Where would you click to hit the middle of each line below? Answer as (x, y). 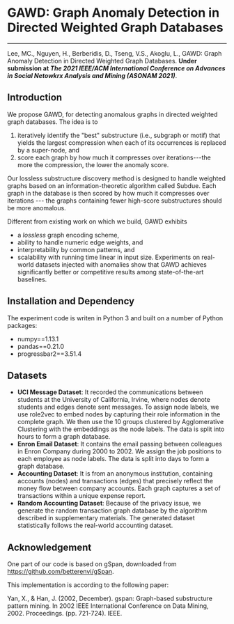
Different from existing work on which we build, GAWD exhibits (97, 221)
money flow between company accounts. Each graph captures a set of (119, 488)
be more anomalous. (37, 208)
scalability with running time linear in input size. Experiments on (109, 257)
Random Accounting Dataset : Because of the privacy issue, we (109, 504)
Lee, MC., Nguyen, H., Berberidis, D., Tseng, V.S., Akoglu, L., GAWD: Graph (115, 53)
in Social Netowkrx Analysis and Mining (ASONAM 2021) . (92, 75)
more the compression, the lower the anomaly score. (93, 164)
